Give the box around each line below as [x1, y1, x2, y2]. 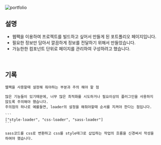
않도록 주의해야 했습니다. [5, 99, 49, 104]
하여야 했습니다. [5, 136, 33, 141]
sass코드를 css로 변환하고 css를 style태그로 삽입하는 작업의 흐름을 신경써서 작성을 [5, 131, 154, 136]
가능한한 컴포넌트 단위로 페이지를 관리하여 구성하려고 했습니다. [12, 46, 131, 51]
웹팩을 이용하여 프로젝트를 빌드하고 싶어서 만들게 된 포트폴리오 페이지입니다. [12, 33, 157, 39]
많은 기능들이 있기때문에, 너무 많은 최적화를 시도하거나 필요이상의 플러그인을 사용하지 [5, 94, 154, 99]
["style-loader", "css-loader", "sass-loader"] [5, 117, 104, 122]
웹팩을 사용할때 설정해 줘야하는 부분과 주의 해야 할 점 [5, 85, 99, 90]
